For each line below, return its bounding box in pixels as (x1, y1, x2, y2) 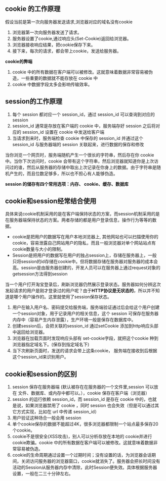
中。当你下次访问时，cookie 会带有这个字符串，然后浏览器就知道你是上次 (5, 158, 154, 164)
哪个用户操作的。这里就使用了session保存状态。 (13, 294, 112, 300)
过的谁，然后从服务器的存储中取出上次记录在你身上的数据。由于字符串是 (9, 164, 157, 170)
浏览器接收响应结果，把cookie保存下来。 (12, 42, 95, 48)
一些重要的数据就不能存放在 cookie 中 (21, 75, 98, 81)
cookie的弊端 (5, 58, 33, 64)
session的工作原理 (5, 97, 63, 106)
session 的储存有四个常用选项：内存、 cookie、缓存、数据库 (5, 181, 129, 187)
